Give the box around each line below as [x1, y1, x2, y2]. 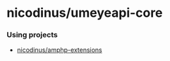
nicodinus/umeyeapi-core [6, 5, 163, 21]
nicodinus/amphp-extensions [16, 46, 103, 54]
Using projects [6, 30, 58, 40]
